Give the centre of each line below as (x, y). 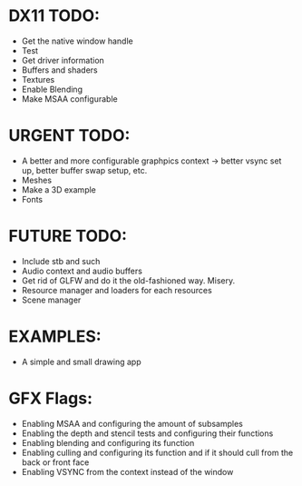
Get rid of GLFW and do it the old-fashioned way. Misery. (128, 280)
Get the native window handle (77, 41)
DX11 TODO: (54, 16)
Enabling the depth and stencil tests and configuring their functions (147, 433)
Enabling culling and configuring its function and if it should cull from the (157, 452)
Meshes (36, 180)
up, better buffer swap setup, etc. (84, 170)
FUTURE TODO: (68, 236)
